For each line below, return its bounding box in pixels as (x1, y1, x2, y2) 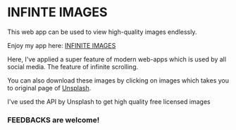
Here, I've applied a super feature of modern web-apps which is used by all (7, 54, 227, 64)
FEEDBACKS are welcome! (7, 114, 100, 124)
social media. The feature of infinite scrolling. (7, 62, 139, 71)
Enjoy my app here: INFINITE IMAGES (7, 41, 116, 49)
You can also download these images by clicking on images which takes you (7, 76, 229, 85)
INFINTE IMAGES (7, 4, 108, 20)
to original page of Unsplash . (7, 83, 92, 92)
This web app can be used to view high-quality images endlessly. (7, 28, 197, 36)
